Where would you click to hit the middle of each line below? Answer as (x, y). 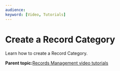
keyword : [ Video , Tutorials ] (35, 15)
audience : (15, 10)
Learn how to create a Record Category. (46, 53)
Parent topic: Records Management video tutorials (57, 63)
